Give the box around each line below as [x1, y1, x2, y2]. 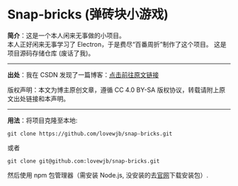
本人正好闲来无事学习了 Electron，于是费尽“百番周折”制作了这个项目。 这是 [7, 40, 227, 48]
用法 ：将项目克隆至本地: [7, 116, 78, 124]
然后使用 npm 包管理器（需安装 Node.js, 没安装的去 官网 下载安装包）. [7, 170, 209, 179]
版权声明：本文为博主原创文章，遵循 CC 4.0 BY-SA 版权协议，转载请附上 [7, 86, 220, 94]
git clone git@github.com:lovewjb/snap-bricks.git [7, 157, 160, 165]
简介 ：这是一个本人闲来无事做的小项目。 [7, 31, 125, 40]
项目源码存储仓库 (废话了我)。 [7, 49, 95, 57]
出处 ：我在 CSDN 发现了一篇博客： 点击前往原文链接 [7, 70, 159, 79]
